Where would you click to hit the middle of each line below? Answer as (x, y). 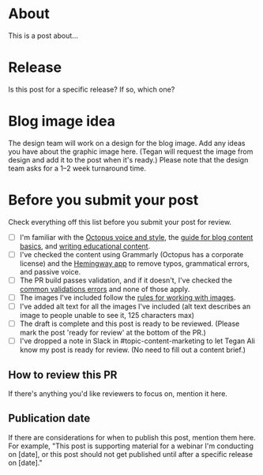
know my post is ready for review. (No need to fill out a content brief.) (133, 350)
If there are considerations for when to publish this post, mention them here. (132, 437)
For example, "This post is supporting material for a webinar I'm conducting (131, 446)
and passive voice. (50, 271)
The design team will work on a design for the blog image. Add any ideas (127, 143)
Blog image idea (62, 121)
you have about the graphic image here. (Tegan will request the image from (131, 151)
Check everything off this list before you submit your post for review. (120, 222)
